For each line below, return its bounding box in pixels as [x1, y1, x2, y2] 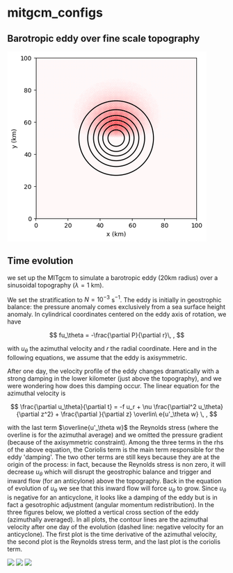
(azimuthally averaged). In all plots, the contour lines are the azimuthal [7, 515, 209, 524]
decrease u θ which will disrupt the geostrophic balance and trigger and [7, 467, 211, 478]
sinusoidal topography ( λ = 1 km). [7, 281, 104, 289]
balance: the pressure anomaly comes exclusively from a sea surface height [7, 303, 226, 311]
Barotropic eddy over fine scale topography [7, 33, 200, 44]
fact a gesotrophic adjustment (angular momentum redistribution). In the [7, 500, 214, 508]
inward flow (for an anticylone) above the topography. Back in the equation [7, 477, 222, 485]
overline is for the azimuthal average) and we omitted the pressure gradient [7, 431, 223, 439]
